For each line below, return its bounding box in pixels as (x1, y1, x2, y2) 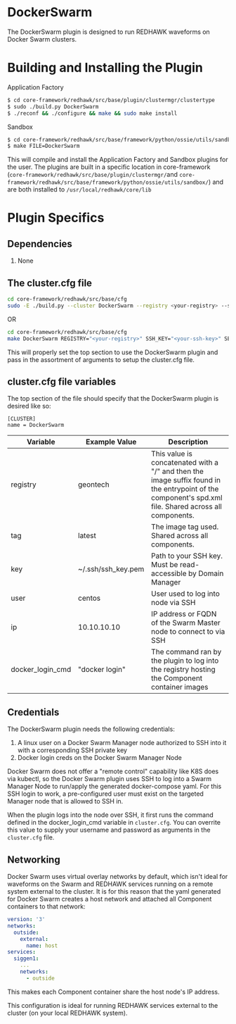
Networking (7, 854, 61, 866)
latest (78, 531, 96, 541)
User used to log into (150, 589, 220, 599)
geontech (78, 480, 110, 489)
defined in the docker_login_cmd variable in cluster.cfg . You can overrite (7, 818, 221, 827)
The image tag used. (150, 522, 219, 532)
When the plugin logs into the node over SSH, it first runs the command (7, 811, 214, 819)
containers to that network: (7, 902, 86, 911)
